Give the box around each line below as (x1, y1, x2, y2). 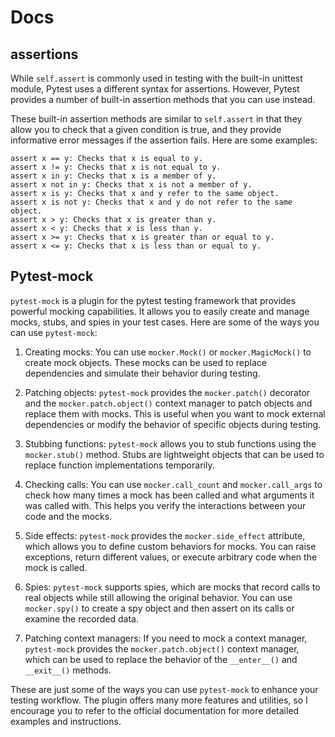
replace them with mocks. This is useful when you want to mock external (24, 407, 326, 420)
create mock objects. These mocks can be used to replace (24, 356, 267, 368)
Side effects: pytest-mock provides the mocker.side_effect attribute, (24, 529, 306, 541)
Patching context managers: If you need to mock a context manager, (24, 632, 308, 644)
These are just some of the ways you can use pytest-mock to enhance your (10, 683, 319, 695)
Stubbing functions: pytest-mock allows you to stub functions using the (24, 437, 317, 450)
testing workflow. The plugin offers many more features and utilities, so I (10, 694, 308, 706)
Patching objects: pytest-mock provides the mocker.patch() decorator (24, 386, 311, 398)
